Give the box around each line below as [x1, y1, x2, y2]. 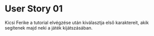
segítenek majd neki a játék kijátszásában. [5, 24, 93, 30]
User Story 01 [5, 3, 63, 14]
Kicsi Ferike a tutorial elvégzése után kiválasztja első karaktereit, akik [5, 19, 149, 25]
